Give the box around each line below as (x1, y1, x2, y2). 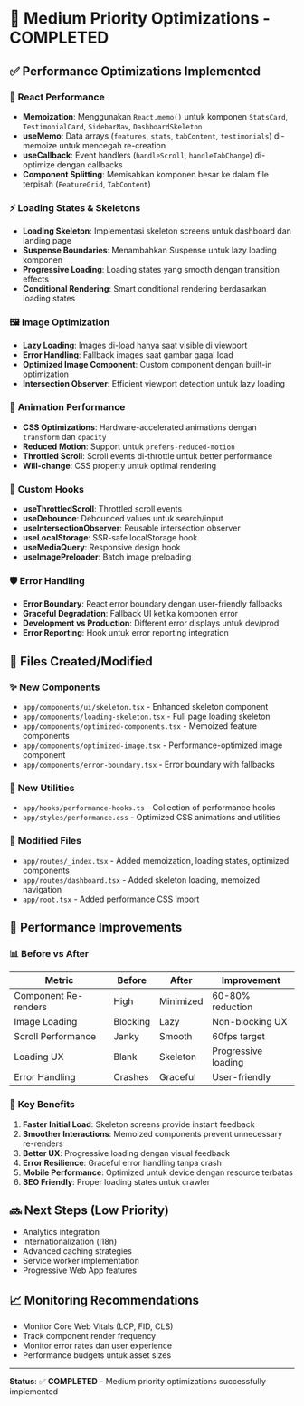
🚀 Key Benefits (9, 1098, 75, 1111)
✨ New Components (9, 681, 100, 693)
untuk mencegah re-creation (58, 139, 166, 150)
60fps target (212, 1030, 265, 1043)
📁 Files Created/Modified (9, 654, 153, 669)
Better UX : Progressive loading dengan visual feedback (22, 1147, 231, 1158)
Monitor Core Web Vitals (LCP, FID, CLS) (22, 1321, 174, 1332)
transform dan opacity (22, 431, 107, 442)
